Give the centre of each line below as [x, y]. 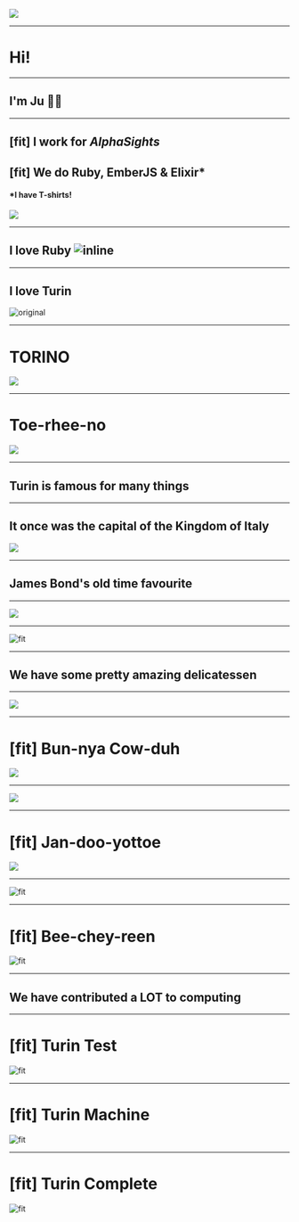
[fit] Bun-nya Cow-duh [95, 748]
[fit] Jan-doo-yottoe [85, 842]
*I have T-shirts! [41, 195]
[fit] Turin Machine [80, 1115]
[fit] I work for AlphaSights [85, 142]
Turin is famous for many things [99, 486]
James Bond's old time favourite [101, 584]
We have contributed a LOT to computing [125, 997]
